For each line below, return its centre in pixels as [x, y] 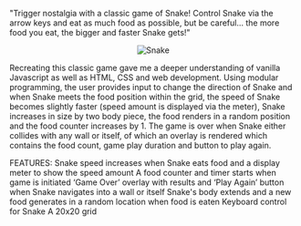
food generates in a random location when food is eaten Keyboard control [148, 201]
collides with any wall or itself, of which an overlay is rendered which [138, 135]
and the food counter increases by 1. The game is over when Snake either [148, 126]
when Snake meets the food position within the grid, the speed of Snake [145, 97]
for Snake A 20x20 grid [53, 211]
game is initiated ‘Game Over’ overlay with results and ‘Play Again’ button [147, 182]
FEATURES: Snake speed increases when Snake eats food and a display [145, 163]
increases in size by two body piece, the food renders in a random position [150, 116]
